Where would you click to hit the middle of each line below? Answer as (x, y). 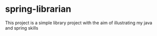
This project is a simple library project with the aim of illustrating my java (79, 23)
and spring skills (22, 28)
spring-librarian (38, 9)
